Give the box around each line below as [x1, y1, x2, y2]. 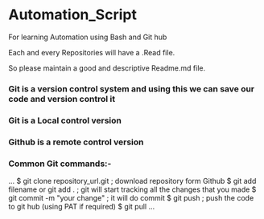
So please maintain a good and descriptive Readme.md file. [8, 63, 206, 73]
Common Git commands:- [8, 158, 112, 169]
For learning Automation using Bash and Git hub [8, 32, 167, 42]
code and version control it [8, 93, 115, 104]
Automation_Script [8, 6, 137, 24]
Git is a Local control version [8, 115, 122, 126]
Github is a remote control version [8, 136, 144, 148]
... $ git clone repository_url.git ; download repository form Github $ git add [8, 176, 257, 185]
